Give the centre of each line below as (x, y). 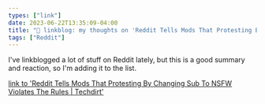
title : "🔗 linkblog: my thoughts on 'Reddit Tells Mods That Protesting (130, 30)
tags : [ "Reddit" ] (37, 37)
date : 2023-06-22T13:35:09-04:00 (63, 23)
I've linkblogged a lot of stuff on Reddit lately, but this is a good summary (127, 60)
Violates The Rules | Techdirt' (56, 92)
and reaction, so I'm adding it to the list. (72, 69)
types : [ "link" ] (35, 15)
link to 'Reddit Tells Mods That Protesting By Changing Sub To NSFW (120, 84)
